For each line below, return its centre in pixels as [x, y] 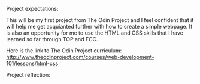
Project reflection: [28, 75]
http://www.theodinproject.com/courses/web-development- [80, 57]
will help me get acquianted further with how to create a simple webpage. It [99, 27]
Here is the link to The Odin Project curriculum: [64, 51]
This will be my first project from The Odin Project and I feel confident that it [100, 20]
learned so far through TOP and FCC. [52, 39]
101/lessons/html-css [32, 63]
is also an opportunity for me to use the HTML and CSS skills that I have [95, 33]
